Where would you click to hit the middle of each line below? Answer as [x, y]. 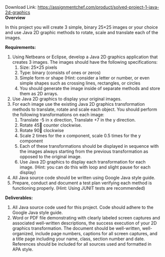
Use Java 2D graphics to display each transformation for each [83, 162]
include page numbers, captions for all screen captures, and [96, 234]
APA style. [23, 249]
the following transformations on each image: [58, 115]
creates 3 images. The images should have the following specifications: [85, 62]
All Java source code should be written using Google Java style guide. [84, 178]
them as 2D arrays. [39, 94]
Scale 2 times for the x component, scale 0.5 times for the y [80, 136]
